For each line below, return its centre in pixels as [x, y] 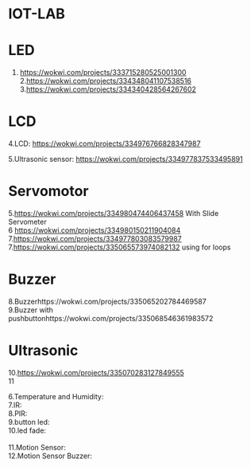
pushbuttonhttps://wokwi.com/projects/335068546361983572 [111, 318]
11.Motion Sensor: [37, 447]
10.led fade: [27, 430]
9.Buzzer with [31, 310]
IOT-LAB [37, 14]
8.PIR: [18, 413]
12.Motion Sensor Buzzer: [50, 456]
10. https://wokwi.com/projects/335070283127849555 [96, 372]
